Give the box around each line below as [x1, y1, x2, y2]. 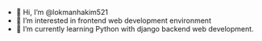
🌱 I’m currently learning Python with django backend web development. [15, 24, 254, 33]
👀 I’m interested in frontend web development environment [15, 16, 212, 25]
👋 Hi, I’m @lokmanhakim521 [15, 8, 109, 17]
